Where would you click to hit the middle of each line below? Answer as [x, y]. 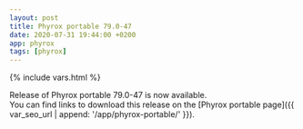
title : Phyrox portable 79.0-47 [71, 26]
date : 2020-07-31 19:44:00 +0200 [73, 35]
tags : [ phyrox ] [38, 52]
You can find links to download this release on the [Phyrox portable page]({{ [152, 104]
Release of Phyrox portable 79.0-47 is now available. [108, 95]
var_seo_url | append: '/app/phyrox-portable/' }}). [102, 114]
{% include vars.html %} [56, 77]
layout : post [34, 18]
